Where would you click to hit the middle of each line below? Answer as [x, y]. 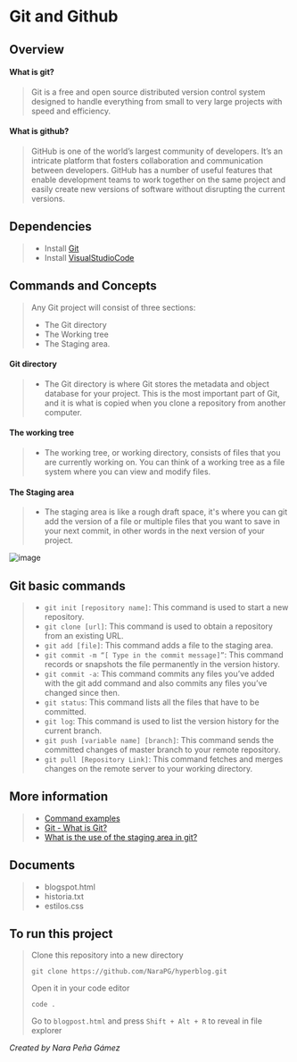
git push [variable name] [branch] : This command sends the [159, 740]
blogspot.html [70, 887]
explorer [46, 1031]
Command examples [82, 818]
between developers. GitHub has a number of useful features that [152, 170]
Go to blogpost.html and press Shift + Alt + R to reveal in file [147, 1021]
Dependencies [50, 226]
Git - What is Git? [76, 827]
